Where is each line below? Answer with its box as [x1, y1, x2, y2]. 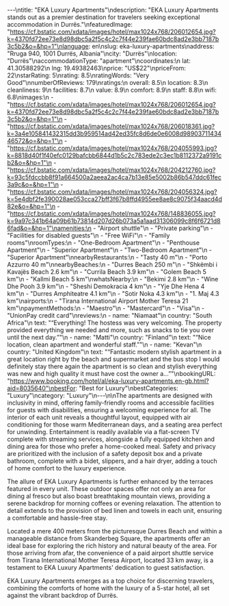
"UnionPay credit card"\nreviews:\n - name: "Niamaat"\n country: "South [7, 312, 213, 319]
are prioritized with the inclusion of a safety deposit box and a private [7, 450, 203, 457]
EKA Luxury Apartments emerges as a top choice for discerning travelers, [7, 577, 215, 585]
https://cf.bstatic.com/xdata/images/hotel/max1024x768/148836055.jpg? [10, 210, 216, 218]
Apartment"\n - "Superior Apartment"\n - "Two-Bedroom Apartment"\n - [7, 246, 212, 254]
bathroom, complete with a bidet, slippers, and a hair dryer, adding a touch [7, 457, 217, 465]
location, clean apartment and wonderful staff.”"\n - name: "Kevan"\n [7, 340, 202, 349]
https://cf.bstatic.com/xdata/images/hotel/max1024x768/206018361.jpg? [10, 123, 215, 130]
